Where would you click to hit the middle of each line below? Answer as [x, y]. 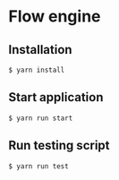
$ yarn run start [41, 118]
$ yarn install [37, 70]
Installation [40, 50]
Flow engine [55, 17]
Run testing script [59, 146]
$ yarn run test [38, 166]
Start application [56, 97]
